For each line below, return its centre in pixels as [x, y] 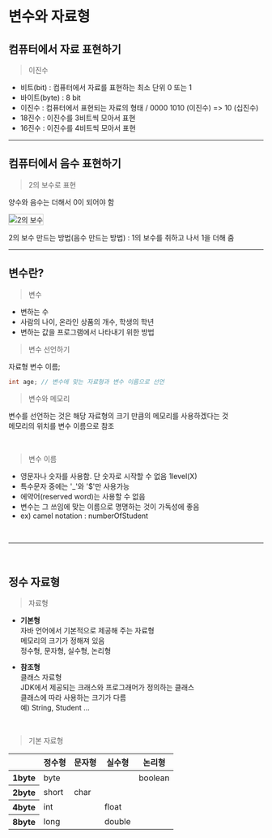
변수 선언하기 [49, 349]
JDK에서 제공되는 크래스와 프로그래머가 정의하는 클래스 [107, 688]
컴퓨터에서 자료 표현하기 [65, 49]
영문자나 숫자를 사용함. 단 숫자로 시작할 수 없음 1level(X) [108, 476]
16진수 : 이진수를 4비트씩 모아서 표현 [78, 128]
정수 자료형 [34, 582]
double [117, 822]
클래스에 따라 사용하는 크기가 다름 [73, 698]
